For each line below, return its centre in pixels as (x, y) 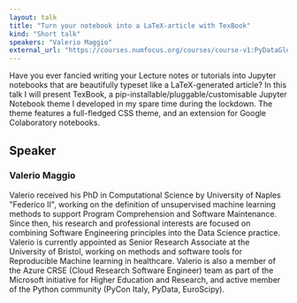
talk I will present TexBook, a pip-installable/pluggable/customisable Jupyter (148, 95)
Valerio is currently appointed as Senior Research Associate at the (129, 242)
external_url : (35, 50)
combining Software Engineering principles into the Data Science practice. (145, 232)
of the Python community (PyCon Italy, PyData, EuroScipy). (117, 289)
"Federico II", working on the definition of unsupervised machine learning (143, 204)
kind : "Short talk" (45, 34)
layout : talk (33, 17)
